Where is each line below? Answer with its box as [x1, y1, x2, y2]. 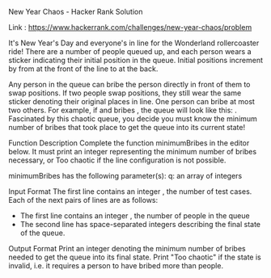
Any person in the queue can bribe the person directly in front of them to [8, 80, 251, 89]
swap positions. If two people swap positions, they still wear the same [8, 88, 242, 98]
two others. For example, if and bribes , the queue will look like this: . [8, 105, 237, 115]
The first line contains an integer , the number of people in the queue [19, 211, 250, 221]
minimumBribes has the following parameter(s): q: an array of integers [8, 171, 243, 180]
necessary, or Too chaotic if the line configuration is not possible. [8, 155, 227, 165]
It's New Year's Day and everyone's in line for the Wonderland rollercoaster [8, 38, 260, 48]
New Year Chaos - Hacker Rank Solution [8, 7, 143, 16]
